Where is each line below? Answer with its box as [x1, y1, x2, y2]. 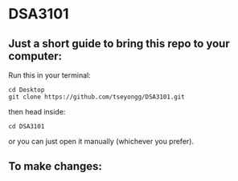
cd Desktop [8, 86, 45, 94]
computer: [8, 49, 63, 62]
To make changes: [8, 159, 103, 173]
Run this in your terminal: [8, 70, 91, 80]
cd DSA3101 [8, 123, 45, 131]
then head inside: [8, 107, 66, 116]
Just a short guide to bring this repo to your [8, 37, 231, 50]
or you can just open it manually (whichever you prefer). [8, 137, 195, 146]
